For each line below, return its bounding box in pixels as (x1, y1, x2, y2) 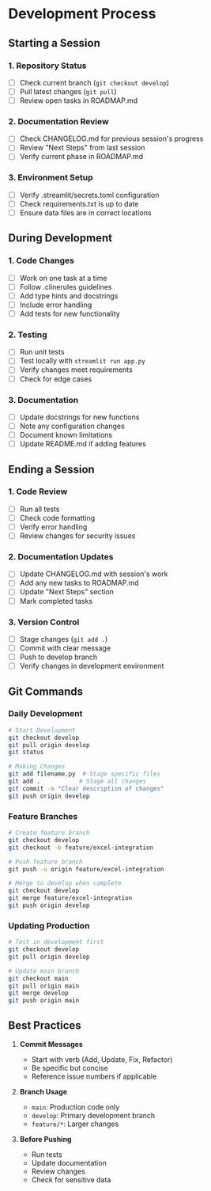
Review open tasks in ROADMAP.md (19, 96, 138, 105)
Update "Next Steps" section (19, 587, 115, 597)
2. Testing (8, 329, 47, 340)
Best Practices (8, 1018, 81, 1032)
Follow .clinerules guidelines (19, 282, 112, 291)
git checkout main (8, 974, 69, 982)
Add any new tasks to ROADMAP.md (19, 578, 140, 588)
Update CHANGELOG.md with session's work (19, 569, 168, 578)
